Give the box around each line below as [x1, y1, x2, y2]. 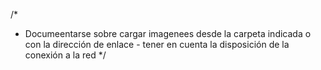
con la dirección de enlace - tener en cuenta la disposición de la [24, 39, 290, 50]
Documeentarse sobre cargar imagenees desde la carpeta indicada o [24, 28, 312, 39]
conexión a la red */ [24, 49, 107, 61]
